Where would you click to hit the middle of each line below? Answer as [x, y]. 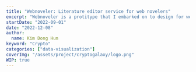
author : [15, 33]
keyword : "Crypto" [28, 44]
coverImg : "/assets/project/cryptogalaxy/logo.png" [70, 55]
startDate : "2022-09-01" [36, 22]
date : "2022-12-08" [30, 28]
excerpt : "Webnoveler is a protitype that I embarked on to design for [95, 17]
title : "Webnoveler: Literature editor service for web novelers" [88, 11]
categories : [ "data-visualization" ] [50, 49]
